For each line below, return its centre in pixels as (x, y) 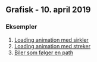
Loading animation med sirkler (51, 40)
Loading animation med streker (52, 46)
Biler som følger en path (44, 52)
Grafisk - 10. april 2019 (48, 10)
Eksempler (21, 27)
